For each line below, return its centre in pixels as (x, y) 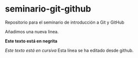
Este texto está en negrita (31, 41)
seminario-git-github (48, 9)
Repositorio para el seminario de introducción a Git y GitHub (65, 22)
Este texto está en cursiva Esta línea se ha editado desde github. (69, 50)
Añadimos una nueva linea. (32, 31)
